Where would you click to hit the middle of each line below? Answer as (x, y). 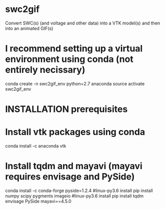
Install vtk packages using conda (75, 132)
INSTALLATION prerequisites (66, 109)
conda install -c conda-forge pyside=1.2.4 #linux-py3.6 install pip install (79, 190)
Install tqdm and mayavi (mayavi (74, 166)
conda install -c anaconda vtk (36, 146)
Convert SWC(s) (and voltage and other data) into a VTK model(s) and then (83, 23)
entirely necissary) (45, 70)
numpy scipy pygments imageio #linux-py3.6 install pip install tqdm (74, 195)
